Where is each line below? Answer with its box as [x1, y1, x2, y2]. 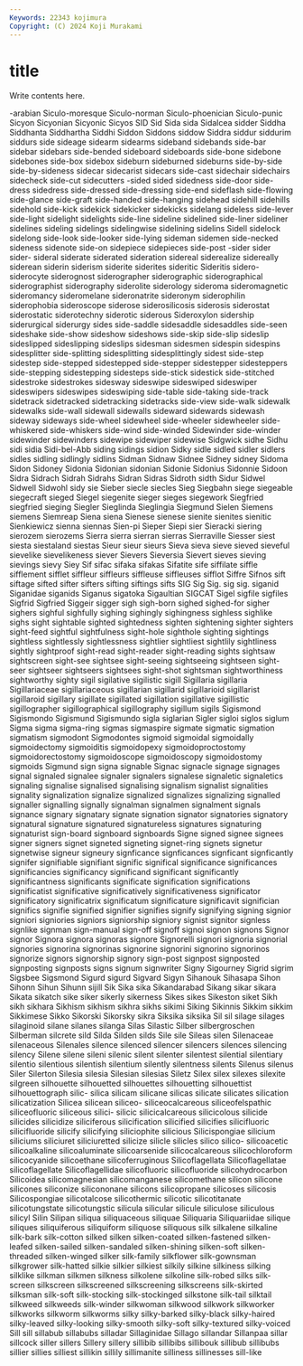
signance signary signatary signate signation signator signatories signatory [9, 809, 289, 820]
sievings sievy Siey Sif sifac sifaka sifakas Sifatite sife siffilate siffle [9, 560, 259, 570]
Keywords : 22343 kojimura [9, 13, 106, 23]
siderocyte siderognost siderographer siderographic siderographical [9, 271, 263, 282]
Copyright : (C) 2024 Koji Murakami [9, 22, 143, 31]
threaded [9, 1251, 43, 1262]
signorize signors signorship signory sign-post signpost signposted [9, 953, 260, 964]
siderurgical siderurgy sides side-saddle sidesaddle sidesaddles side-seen [9, 319, 288, 330]
